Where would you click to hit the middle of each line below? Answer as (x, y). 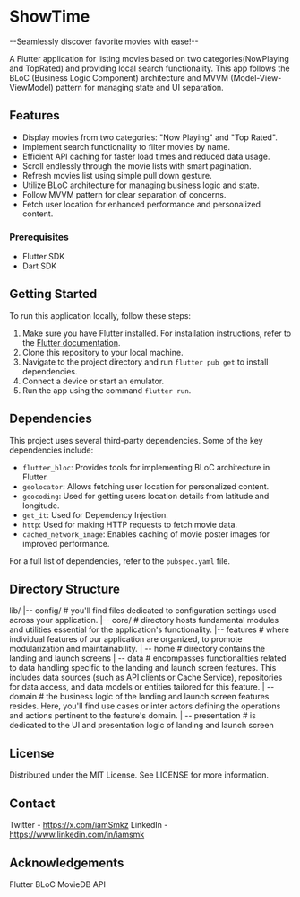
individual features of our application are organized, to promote (126, 639)
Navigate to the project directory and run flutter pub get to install (145, 362)
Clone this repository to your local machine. (103, 352)
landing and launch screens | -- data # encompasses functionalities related (148, 658)
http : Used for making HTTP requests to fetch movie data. (130, 524)
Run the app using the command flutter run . (107, 390)
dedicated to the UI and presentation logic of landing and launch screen (142, 726)
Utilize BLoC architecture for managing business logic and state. (141, 185)
